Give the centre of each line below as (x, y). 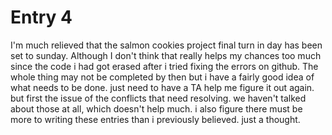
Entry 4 (41, 17)
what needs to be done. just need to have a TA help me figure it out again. (162, 87)
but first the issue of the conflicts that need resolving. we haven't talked (158, 98)
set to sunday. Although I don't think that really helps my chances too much (166, 55)
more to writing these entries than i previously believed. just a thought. (155, 119)
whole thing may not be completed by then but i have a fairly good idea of (162, 77)
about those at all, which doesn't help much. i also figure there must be (156, 108)
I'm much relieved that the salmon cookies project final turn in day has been (166, 45)
